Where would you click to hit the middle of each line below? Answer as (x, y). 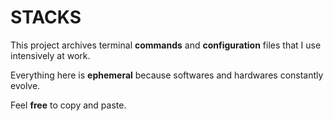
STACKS (46, 17)
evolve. (25, 85)
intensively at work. (50, 55)
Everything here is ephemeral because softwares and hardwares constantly (167, 75)
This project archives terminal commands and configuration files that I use (166, 45)
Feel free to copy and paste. (68, 105)
